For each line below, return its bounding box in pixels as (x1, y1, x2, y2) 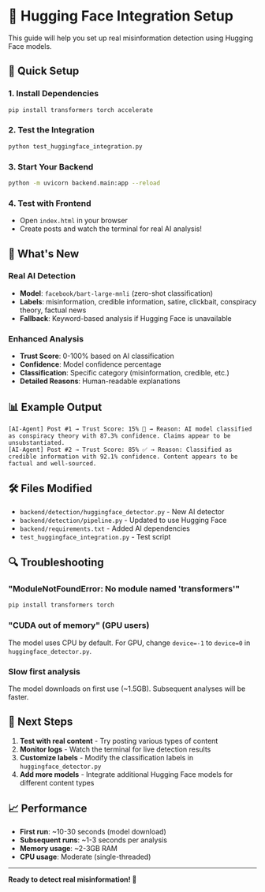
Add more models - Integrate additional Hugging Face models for (19, 769, 233, 779)
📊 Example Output (8, 400, 103, 413)
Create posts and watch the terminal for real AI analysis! (19, 224, 203, 233)
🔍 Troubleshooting (8, 556, 104, 569)
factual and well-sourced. (8, 459, 97, 468)
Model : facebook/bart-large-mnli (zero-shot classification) (19, 288, 214, 298)
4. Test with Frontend (8, 197, 92, 208)
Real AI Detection (8, 271, 77, 282)
